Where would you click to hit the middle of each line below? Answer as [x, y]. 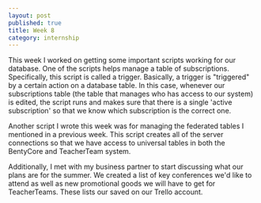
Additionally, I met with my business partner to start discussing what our [126, 167]
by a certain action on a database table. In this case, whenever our [117, 86]
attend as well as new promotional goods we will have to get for [112, 184]
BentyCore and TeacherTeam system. [70, 151]
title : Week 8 [32, 30]
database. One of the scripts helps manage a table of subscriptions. [119, 69]
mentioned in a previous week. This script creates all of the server [116, 135]
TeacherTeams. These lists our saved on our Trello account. [106, 192]
